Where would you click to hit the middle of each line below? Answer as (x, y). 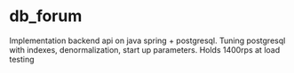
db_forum (46, 16)
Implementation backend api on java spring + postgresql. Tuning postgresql (147, 40)
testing (22, 59)
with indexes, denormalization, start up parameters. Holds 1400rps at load (145, 49)
